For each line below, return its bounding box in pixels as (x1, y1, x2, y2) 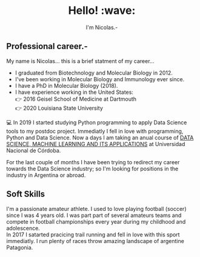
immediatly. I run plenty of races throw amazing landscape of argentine (6, 237, 185, 244)
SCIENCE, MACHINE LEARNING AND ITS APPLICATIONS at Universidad (6, 140, 185, 147)
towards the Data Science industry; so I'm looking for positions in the (6, 165, 179, 172)
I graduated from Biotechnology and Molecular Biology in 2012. (15, 69, 173, 76)
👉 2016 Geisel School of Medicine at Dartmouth (15, 95, 137, 102)
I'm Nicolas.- (85, 24, 118, 31)
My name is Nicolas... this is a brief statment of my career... (6, 57, 155, 64)
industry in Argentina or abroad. (6, 171, 86, 179)
